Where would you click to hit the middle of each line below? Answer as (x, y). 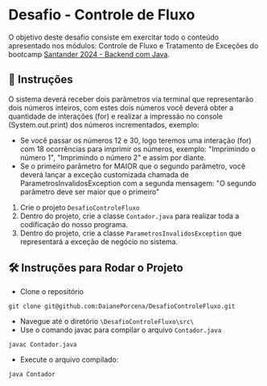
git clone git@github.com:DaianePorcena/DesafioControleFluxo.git (122, 306)
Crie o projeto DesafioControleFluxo (80, 207)
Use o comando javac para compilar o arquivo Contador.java (121, 330)
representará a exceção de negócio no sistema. (99, 241)
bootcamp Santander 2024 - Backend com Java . (89, 54)
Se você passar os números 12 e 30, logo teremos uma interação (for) (136, 140)
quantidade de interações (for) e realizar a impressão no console (116, 116)
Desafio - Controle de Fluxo (102, 15)
